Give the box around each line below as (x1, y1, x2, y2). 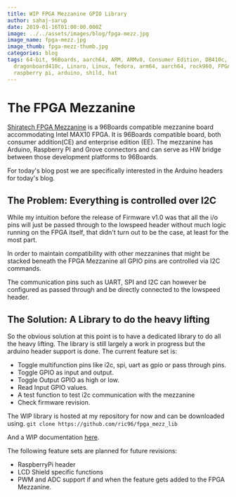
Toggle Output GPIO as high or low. (17, 376, 119, 384)
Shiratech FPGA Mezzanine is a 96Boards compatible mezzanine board (7, 123, 214, 131)
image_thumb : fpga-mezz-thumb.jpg (7, 43, 109, 50)
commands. (7, 264, 42, 273)
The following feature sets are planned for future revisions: (7, 447, 178, 455)
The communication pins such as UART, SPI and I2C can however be (7, 278, 206, 286)
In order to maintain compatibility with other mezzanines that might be (7, 250, 210, 258)
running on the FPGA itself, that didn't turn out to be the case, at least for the (7, 228, 229, 237)
